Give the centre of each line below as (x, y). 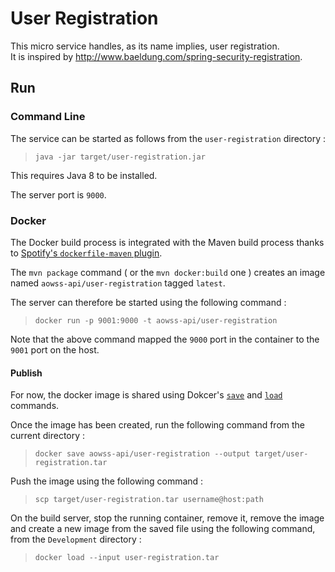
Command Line (48, 117)
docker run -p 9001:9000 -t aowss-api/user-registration (156, 320)
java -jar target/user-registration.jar (120, 157)
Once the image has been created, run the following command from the (157, 425)
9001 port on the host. (55, 349)
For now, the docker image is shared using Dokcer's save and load (146, 395)
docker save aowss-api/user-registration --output (142, 454)
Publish (26, 373)
